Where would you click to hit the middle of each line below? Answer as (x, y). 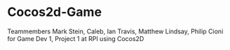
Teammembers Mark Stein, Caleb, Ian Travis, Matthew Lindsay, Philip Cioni (115, 31)
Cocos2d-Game (55, 12)
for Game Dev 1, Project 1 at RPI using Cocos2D (76, 38)
